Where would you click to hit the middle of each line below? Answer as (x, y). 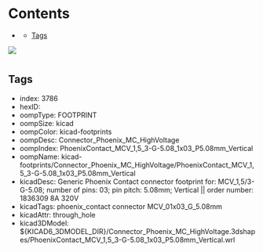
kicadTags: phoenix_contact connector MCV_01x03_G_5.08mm (121, 206)
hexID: (30, 106)
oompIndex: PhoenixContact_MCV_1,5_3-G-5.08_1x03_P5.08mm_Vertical (136, 148)
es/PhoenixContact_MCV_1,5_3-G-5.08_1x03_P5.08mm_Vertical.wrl (127, 239)
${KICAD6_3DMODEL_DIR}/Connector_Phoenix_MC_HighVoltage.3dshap (137, 231)
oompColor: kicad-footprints (66, 131)
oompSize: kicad (47, 123)
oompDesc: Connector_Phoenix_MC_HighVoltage (99, 140)
